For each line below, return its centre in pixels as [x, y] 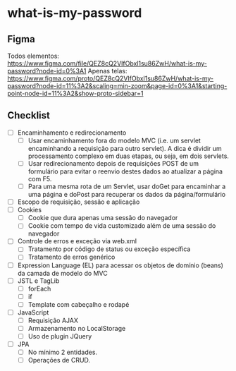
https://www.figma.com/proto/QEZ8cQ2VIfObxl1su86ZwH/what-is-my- [111, 78]
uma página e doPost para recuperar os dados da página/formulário [127, 195]
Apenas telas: [107, 71]
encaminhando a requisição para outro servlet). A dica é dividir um [125, 148]
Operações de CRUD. [59, 360]
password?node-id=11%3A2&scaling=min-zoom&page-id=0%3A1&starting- [117, 86]
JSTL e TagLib [38, 281]
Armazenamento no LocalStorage [77, 328]
